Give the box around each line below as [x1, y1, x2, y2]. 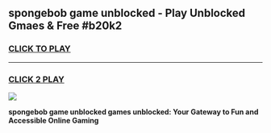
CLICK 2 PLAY [8, 73, 65, 85]
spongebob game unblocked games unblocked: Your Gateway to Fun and [8, 106, 259, 116]
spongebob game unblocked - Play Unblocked [8, 6, 246, 20]
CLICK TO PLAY [8, 44, 71, 55]
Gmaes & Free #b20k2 [8, 19, 123, 33]
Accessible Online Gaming [8, 115, 99, 125]
